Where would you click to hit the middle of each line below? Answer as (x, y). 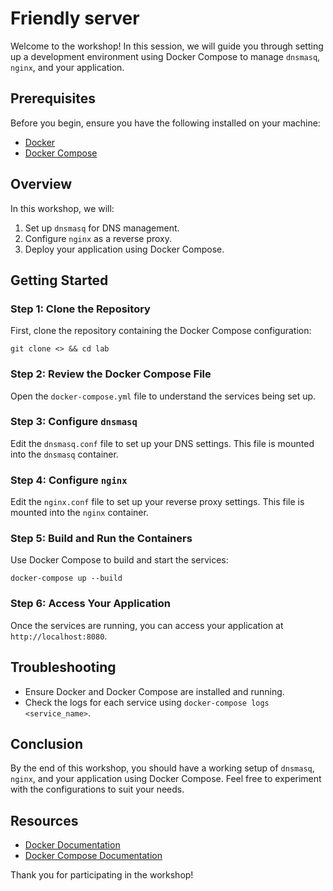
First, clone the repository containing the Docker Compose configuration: (161, 331)
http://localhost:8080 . (59, 636)
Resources (44, 820)
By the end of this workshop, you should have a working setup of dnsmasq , (162, 768)
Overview (41, 184)
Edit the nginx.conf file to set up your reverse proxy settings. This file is (157, 502)
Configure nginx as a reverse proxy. (98, 238)
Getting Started (59, 280)
